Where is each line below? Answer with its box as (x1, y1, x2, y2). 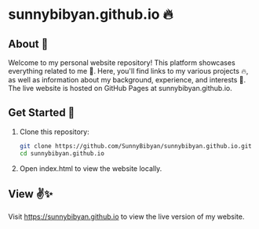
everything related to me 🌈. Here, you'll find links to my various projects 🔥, (8, 67, 249, 75)
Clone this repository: (19, 127, 89, 136)
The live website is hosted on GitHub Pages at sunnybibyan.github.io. (8, 84, 233, 93)
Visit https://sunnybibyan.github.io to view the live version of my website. (8, 212, 245, 221)
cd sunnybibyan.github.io (19, 149, 104, 158)
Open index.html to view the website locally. (19, 163, 162, 173)
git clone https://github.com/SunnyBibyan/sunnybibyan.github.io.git (19, 142, 253, 150)
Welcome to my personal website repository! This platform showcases (8, 58, 235, 67)
